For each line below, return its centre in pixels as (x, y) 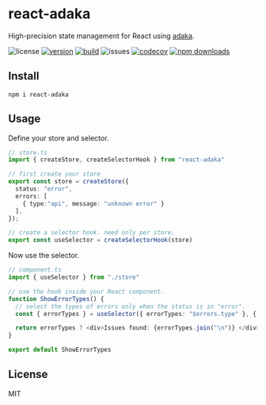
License (28, 374)
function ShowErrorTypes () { (56, 299)
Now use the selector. (44, 256)
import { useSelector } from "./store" (74, 278)
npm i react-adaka (38, 94)
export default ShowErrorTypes (60, 350)
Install (24, 76)
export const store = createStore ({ (68, 182)
